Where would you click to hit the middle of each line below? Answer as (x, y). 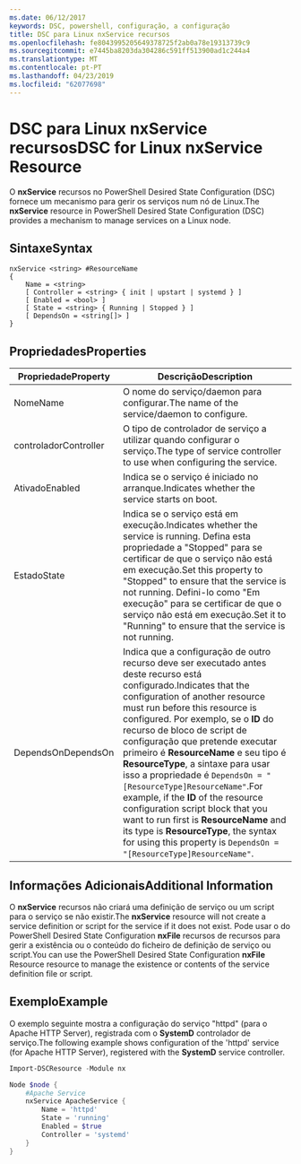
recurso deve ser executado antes (194, 663)
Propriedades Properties (78, 351)
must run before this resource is (189, 708)
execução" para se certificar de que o (202, 604)
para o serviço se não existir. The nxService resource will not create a (138, 916)
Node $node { (34, 1085)
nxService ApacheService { (76, 1101)
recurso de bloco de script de (185, 730)
